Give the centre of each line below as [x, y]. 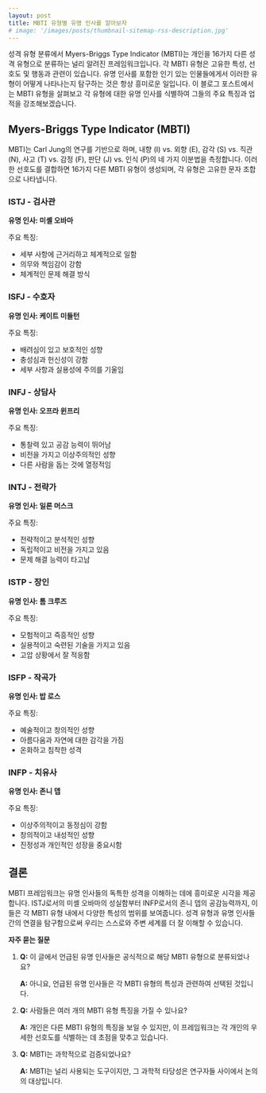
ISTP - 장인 [29, 582]
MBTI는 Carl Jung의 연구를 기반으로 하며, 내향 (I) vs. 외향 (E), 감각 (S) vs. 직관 [131, 150]
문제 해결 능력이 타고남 [55, 560]
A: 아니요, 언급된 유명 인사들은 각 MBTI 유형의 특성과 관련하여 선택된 [126, 984]
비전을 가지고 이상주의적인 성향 [67, 455]
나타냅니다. [40, 179]
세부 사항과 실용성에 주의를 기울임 [72, 369]
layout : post [30, 16]
